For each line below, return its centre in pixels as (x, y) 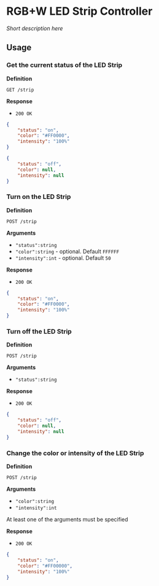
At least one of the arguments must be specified (67, 520)
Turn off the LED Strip (39, 331)
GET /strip (20, 90)
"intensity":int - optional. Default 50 (63, 258)
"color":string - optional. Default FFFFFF (67, 251)
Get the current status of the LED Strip (64, 65)
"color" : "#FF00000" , (45, 566)
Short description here (35, 28)
